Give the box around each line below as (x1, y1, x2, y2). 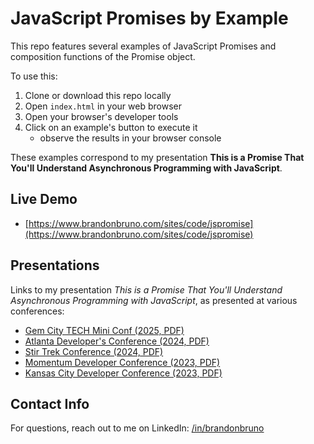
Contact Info (10, 395, 90, 412)
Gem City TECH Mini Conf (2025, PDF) (24, 324, 185, 336)
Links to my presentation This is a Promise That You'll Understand (10, 283, 283, 296)
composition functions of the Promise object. (10, 50, 196, 62)
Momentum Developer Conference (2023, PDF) (24, 356, 221, 368)
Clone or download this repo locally (24, 89, 172, 101)
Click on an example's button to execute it (24, 121, 198, 133)
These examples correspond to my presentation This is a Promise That (10, 151, 305, 163)
